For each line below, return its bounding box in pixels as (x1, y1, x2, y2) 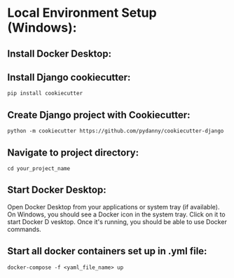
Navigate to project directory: (7, 146, 139, 158)
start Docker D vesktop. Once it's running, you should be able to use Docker (7, 217, 228, 225)
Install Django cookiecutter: (7, 71, 131, 83)
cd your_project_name (7, 165, 71, 172)
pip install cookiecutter (7, 90, 83, 97)
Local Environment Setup (7, 5, 157, 21)
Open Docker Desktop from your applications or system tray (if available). (7, 202, 220, 211)
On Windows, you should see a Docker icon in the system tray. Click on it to (7, 210, 226, 218)
